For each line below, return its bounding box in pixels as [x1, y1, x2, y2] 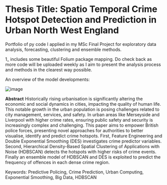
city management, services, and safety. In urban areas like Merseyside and [5, 111, 160, 118]
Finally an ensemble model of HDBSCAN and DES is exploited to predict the [5, 154, 161, 160]
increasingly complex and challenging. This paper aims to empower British [5, 122, 159, 128]
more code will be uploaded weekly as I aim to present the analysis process [5, 61, 161, 67]
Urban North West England [5, 25, 119, 36]
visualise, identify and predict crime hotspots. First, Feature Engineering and [5, 133, 162, 139]
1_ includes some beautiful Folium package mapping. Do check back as [5, 56, 152, 62]
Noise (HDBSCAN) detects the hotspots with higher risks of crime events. [5, 149, 156, 155]
